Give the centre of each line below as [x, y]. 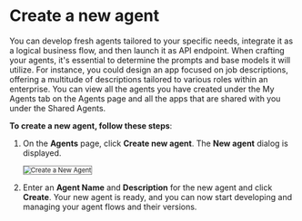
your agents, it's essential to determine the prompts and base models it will [150, 60]
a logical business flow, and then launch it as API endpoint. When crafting [147, 50]
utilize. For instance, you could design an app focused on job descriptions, [149, 70]
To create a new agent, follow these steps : [91, 125]
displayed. [42, 153]
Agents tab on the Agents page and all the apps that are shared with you [145, 98]
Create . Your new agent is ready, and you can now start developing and [157, 197]
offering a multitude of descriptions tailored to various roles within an [139, 79]
